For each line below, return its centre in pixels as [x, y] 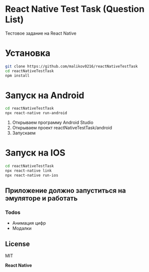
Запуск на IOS [35, 153]
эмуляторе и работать [41, 198]
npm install [17, 76]
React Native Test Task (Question [75, 9]
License [18, 244]
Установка [28, 53]
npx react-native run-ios [32, 175]
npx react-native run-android [36, 113]
